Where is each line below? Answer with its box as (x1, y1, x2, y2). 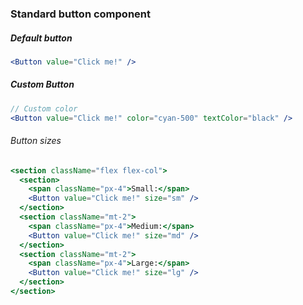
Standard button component (10, 7, 151, 21)
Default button (10, 32, 73, 44)
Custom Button (10, 78, 75, 91)
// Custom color (10, 103, 78, 114)
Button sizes (10, 135, 62, 147)
